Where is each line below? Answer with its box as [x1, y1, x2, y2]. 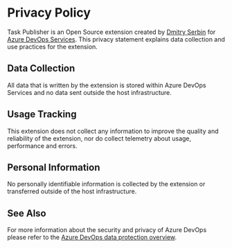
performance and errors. [7, 141, 78, 150]
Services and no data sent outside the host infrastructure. [7, 88, 172, 96]
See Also [7, 207, 46, 219]
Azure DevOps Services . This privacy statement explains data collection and [7, 35, 225, 43]
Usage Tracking [7, 109, 77, 121]
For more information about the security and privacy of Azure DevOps [7, 226, 207, 234]
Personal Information [7, 161, 100, 173]
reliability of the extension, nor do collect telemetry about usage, [7, 134, 192, 143]
